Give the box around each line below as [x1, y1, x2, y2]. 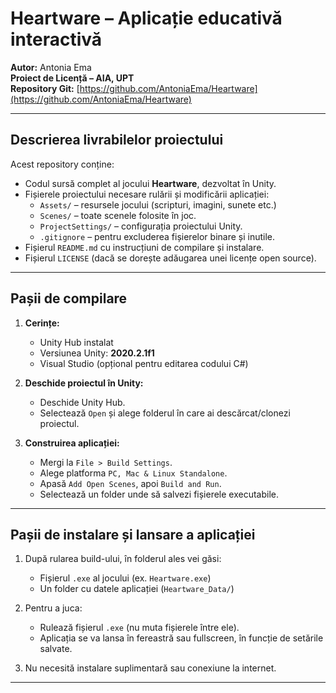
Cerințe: [24, 317, 60, 329]
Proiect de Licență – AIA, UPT [10, 72, 135, 84]
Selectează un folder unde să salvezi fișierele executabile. [39, 488, 280, 500]
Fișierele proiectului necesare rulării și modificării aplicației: [24, 188, 270, 200]
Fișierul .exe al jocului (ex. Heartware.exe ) [39, 572, 212, 584]
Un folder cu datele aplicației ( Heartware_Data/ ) [39, 583, 235, 595]
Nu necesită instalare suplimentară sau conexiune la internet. [24, 662, 277, 674]
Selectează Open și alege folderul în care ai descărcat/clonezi [39, 407, 291, 419]
